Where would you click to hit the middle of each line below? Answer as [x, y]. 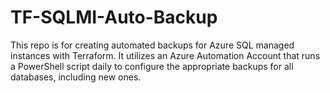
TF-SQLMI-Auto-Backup [114, 17]
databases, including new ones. [76, 77]
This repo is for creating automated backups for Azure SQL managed [152, 45]
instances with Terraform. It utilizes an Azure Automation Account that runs [165, 55]
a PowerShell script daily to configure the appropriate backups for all [152, 66]
